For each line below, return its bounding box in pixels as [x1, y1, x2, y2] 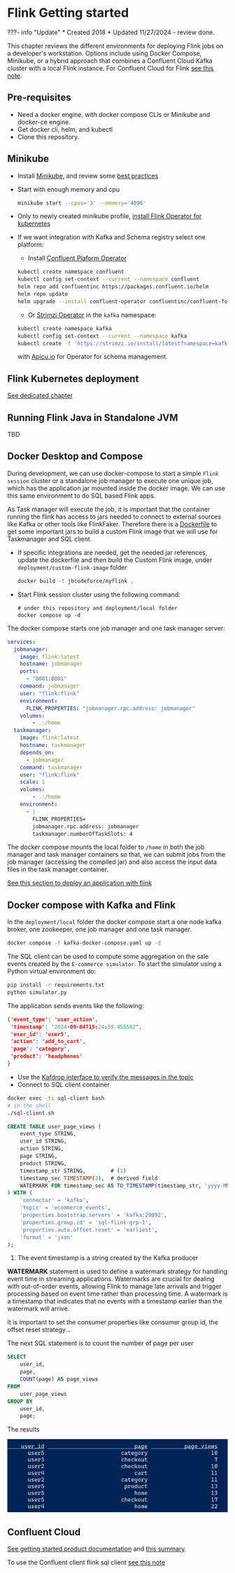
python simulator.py [7, 988, 68, 995]
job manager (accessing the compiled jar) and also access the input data [7, 858, 218, 866]
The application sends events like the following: [7, 1001, 145, 1009]
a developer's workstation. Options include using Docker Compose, [7, 49, 202, 57]
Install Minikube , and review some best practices [17, 172, 159, 180]
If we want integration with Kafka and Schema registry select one [17, 233, 206, 242]
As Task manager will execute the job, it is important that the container [7, 505, 211, 513]
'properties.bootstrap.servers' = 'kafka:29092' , [20, 1212, 168, 1219]
